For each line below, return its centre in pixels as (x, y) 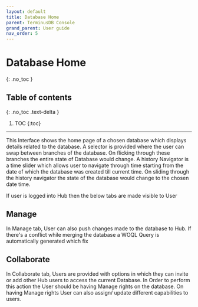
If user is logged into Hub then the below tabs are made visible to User (92, 195)
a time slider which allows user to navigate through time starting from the (95, 165)
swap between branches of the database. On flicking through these (88, 153)
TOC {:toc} (28, 123)
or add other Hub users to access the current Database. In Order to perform (98, 280)
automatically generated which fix (47, 241)
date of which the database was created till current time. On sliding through (98, 171)
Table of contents (39, 98)
